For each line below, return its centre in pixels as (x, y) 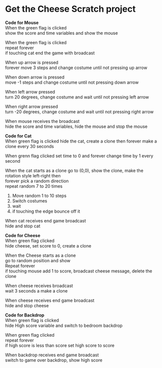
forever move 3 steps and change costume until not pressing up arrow (76, 68)
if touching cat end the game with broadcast (50, 53)
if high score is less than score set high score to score (60, 345)
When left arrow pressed (30, 92)
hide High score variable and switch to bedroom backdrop (64, 325)
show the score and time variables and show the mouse (62, 33)
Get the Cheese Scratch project (70, 9)
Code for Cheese (23, 235)
